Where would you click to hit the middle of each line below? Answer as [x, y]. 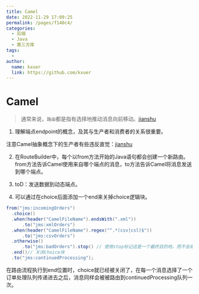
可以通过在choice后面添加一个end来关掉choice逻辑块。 [83, 197]
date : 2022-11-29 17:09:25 [39, 17]
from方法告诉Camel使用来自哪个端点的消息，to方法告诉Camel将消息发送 [103, 165]
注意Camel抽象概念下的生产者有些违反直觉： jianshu [69, 144]
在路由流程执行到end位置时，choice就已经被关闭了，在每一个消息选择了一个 [99, 270]
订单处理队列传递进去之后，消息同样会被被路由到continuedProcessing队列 [97, 277]
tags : [13, 50]
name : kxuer [26, 67]
